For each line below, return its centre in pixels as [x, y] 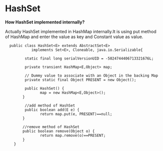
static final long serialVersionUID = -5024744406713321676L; [89, 58]
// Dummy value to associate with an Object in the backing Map [92, 75]
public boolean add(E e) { [52, 110]
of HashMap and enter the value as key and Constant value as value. [74, 37]
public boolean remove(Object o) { [59, 131]
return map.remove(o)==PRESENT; [73, 135]
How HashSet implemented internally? [45, 22]
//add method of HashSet [50, 106]
